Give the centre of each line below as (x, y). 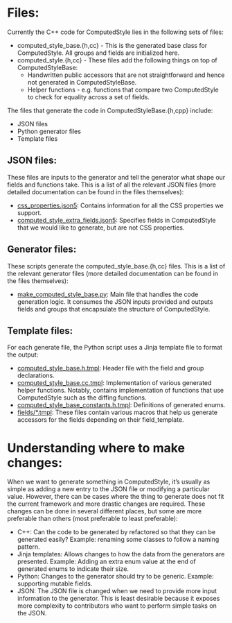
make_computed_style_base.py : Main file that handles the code (108, 294)
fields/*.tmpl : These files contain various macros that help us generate (117, 412)
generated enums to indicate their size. (73, 569)
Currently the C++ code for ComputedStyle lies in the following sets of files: (115, 32)
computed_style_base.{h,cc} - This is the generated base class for (112, 45)
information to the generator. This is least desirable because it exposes (118, 599)
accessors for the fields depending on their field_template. (101, 420)
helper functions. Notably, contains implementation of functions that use (121, 391)
